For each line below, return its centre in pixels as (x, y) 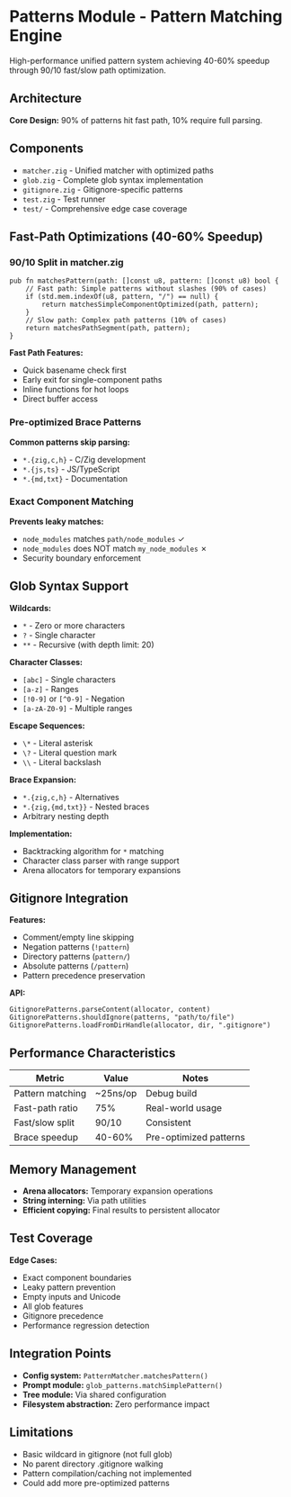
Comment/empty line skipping (78, 937)
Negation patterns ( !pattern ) (76, 947)
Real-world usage (184, 1108)
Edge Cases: (34, 1260)
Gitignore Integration (69, 899)
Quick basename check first (75, 370)
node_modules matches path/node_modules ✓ (104, 538)
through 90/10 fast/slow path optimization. (88, 70)
